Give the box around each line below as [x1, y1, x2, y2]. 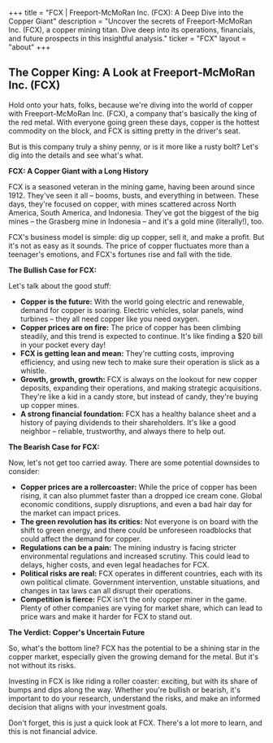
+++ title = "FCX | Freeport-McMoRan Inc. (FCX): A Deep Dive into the [8, 8, 244, 17]
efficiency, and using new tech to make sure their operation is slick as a [19, 357, 260, 367]
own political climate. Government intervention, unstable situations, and [19, 577, 260, 587]
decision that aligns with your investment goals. [8, 702, 168, 711]
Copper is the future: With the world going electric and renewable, [19, 297, 245, 306]
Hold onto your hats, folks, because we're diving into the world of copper [8, 100, 253, 110]
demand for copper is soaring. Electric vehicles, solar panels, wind [19, 305, 244, 315]
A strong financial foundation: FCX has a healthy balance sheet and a [19, 409, 257, 419]
